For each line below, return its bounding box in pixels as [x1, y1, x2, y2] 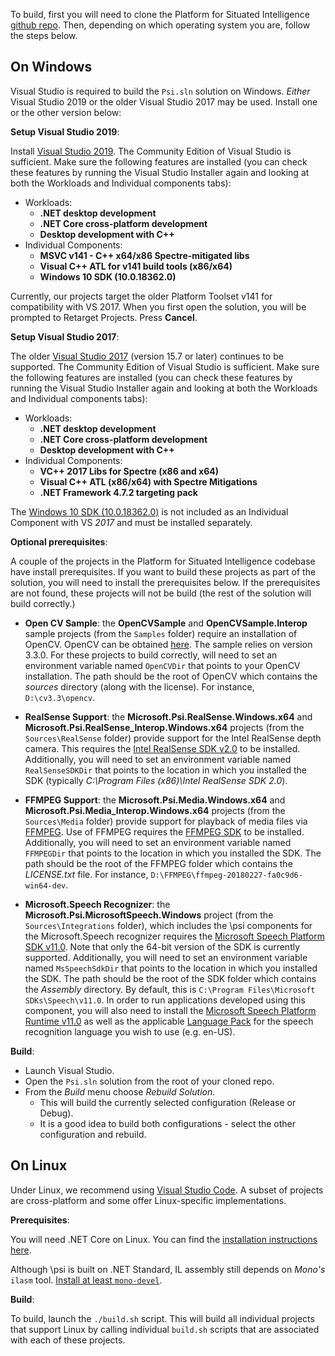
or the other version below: [10, 106, 122, 118]
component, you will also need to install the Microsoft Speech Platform [24, 1004, 317, 1016]
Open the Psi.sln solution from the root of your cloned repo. [24, 1075, 275, 1087]
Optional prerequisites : [10, 535, 108, 548]
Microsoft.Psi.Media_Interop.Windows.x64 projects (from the [24, 804, 286, 816]
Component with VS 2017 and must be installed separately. [10, 516, 253, 528]
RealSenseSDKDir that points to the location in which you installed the [24, 764, 308, 776]
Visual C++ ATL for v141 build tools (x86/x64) [39, 260, 233, 272]
